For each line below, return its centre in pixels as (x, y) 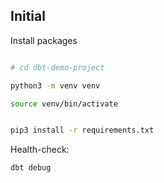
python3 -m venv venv (55, 85)
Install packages (44, 40)
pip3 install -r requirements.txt (82, 130)
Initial (28, 16)
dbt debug (31, 168)
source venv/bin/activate (64, 104)
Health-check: (40, 150)
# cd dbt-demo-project (57, 67)
